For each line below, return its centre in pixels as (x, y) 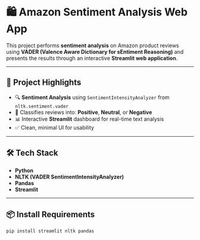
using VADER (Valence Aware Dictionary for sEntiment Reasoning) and (95, 51)
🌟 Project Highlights (44, 83)
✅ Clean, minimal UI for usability (54, 127)
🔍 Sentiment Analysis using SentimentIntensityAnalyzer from (92, 97)
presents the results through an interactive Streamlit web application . (92, 58)
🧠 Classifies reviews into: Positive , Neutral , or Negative (83, 112)
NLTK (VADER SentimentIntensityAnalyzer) (69, 177)
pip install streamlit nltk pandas (50, 231)
